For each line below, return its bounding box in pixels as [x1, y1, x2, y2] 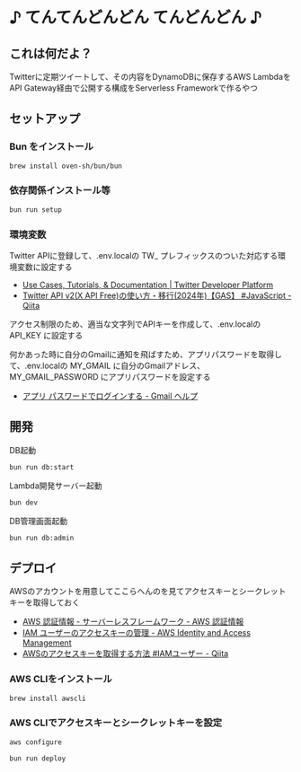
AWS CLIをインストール [9, 673, 112, 686]
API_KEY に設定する [9, 330, 84, 341]
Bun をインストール [9, 140, 94, 153]
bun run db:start [9, 462, 75, 471]
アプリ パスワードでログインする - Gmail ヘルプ [22, 390, 199, 401]
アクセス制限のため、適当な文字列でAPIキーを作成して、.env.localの [9, 319, 261, 329]
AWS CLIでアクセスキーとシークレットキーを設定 [9, 716, 223, 729]
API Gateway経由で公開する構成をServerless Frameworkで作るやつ [9, 83, 259, 93]
